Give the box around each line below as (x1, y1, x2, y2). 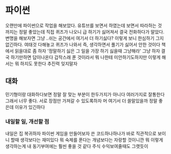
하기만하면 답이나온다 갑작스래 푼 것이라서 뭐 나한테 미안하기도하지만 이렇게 (10, 54, 161, 60)
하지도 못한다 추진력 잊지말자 (20, 60, 78, 67)
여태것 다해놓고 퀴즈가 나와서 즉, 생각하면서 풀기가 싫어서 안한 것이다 (24, 41, 161, 47)
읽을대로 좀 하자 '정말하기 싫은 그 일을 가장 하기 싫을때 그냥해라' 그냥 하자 (14, 48, 160, 54)
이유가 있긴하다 (14, 104, 45, 110)
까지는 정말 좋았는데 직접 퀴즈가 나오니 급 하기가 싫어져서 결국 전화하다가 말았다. (5, 28, 165, 35)
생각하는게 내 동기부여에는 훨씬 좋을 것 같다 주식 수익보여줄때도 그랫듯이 (5, 143, 149, 149)
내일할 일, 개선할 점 (5, 118, 50, 125)
